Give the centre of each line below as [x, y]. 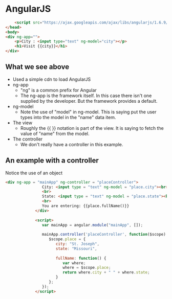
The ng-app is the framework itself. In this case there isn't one [86, 96]
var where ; [74, 263]
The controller [28, 139]
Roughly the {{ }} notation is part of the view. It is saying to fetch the [92, 128]
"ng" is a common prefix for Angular [59, 90]
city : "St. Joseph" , [78, 244]
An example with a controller [52, 161]
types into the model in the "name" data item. [68, 117]
